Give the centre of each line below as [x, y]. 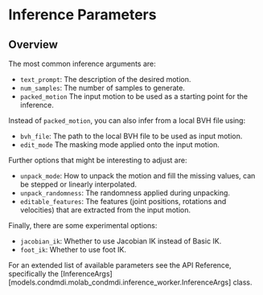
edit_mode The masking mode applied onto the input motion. [119, 145]
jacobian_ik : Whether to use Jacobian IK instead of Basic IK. [121, 241]
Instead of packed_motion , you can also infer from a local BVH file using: [127, 121]
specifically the [33, 274]
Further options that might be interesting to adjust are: [98, 160]
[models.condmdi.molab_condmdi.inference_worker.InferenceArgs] [120, 282]
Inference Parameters [82, 15]
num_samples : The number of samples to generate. [102, 88]
